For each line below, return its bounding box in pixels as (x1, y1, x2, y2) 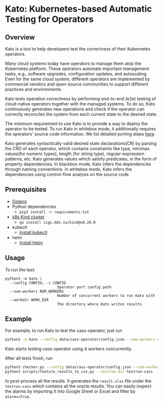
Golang (12, 198, 27, 204)
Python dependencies (12, 203, 56, 210)
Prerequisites (5, 186, 47, 194)
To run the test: (5, 266, 35, 273)
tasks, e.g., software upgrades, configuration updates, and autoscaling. (5, 71, 148, 76)
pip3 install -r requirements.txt (19, 210, 89, 214)
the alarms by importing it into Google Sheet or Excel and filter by (5, 388, 136, 394)
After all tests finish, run (5, 355, 53, 361)
